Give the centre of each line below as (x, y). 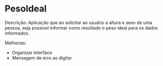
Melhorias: (15, 42)
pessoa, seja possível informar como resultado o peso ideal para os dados (81, 27)
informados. (17, 33)
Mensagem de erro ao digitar (42, 57)
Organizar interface (32, 52)
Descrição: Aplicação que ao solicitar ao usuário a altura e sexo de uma (78, 22)
